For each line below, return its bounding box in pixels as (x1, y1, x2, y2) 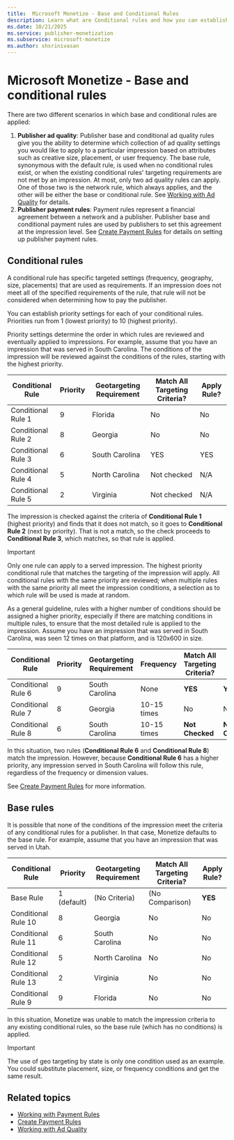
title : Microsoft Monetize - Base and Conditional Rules (7, 10, 179, 17)
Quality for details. (17, 198, 70, 206)
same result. (7, 1072, 43, 1080)
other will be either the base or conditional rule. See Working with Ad (17, 190, 215, 198)
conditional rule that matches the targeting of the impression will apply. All (7, 568, 220, 577)
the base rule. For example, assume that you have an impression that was (7, 835, 218, 843)
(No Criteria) (93, 893, 135, 903)
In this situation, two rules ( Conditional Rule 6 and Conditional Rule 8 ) (7, 746, 210, 754)
